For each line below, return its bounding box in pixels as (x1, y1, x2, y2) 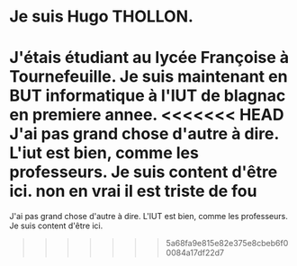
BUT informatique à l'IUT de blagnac (9, 85, 286, 106)
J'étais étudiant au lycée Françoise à (9, 48, 290, 68)
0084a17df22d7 (166, 247, 225, 258)
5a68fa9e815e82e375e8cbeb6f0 (166, 238, 289, 249)
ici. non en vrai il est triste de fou (9, 182, 257, 201)
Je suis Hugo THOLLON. (9, 6, 193, 27)
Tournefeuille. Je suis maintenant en (9, 66, 288, 87)
